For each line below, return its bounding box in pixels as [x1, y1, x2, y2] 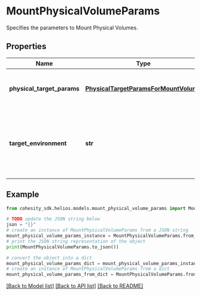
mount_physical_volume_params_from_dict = [6, 272, 114, 278]
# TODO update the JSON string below [6, 216, 100, 222]
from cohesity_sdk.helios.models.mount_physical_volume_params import [6, 205, 186, 211]
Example [6, 189, 39, 200]
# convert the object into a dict [6, 255, 93, 261]
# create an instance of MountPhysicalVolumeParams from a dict [6, 266, 170, 272]
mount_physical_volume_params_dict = [6, 260, 100, 266]
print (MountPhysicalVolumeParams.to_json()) [6, 244, 119, 250]
